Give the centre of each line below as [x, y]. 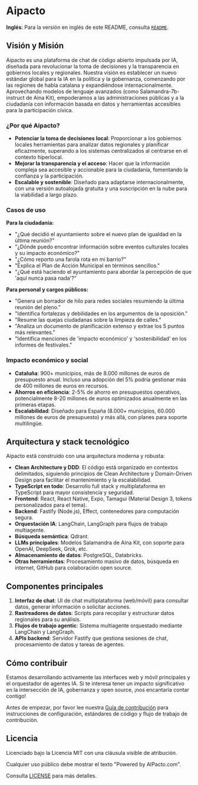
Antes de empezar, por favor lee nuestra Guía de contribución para [88, 708]
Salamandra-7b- [160, 91]
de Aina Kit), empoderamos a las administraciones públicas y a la [105, 97]
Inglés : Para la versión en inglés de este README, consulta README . [88, 27]
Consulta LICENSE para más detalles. [52, 776]
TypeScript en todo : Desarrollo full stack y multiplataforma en [90, 486]
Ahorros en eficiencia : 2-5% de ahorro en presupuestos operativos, [98, 392]
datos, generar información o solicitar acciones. [72, 607]
